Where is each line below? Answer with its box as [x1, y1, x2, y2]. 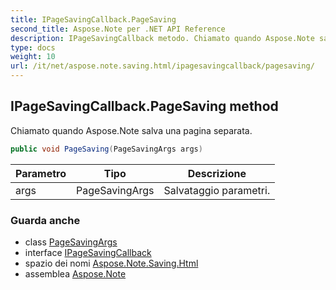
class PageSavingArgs [24, 236, 118, 248]
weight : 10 [10, 52, 56, 62]
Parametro [15, 166, 67, 180]
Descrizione [187, 166, 247, 180]
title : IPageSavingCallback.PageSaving [10, 14, 177, 25]
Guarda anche [10, 213, 81, 227]
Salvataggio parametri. [163, 183, 271, 197]
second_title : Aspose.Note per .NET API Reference [10, 24, 226, 34]
